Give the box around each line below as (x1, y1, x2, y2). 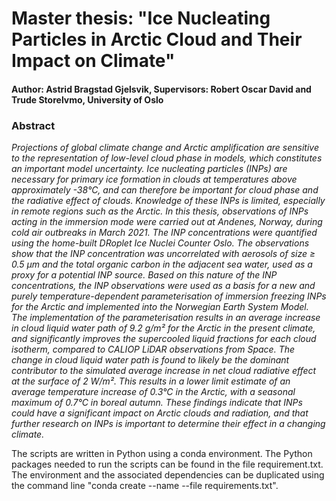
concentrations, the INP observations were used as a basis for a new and (11, 280, 316, 292)
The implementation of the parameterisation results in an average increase (11, 312, 321, 324)
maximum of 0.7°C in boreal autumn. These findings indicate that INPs (11, 397, 303, 409)
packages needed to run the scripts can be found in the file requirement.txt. (11, 458, 324, 471)
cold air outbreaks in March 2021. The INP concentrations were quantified (11, 227, 318, 239)
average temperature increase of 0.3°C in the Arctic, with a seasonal (11, 386, 296, 398)
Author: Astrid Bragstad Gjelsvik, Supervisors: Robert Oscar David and (11, 83, 312, 95)
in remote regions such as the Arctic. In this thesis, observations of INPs (11, 205, 309, 217)
